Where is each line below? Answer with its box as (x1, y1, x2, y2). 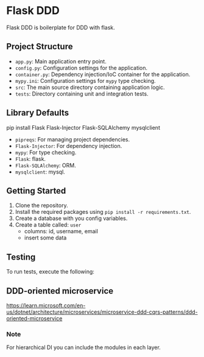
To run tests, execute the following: (6, 268, 94, 275)
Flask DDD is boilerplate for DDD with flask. (6, 24, 116, 31)
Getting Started (6, 185, 66, 196)
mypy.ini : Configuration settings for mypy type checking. (15, 77, 157, 84)
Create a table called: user (15, 221, 82, 228)
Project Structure (6, 41, 73, 52)
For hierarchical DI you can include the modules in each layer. (6, 344, 161, 351)
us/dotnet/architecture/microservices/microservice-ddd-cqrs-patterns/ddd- (6, 308, 198, 316)
